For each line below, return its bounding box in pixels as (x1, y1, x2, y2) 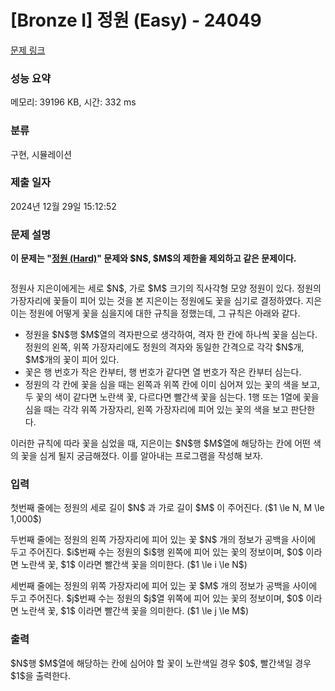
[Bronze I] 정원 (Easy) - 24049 (10, 9, 262, 32)
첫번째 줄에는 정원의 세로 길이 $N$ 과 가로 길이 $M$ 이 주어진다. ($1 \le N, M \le (10, 502, 325, 514)
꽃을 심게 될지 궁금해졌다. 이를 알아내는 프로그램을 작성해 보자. (20, 450, 264, 462)
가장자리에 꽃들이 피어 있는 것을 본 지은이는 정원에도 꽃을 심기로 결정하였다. (10, 295, 304, 307)
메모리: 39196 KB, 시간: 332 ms (10, 96, 137, 108)
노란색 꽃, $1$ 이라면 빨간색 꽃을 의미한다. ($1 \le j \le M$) (20, 605, 250, 617)
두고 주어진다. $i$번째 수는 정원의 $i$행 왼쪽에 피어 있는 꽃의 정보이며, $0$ (10, 546, 304, 558)
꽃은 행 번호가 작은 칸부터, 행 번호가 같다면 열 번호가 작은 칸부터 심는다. (24, 366, 302, 378)
